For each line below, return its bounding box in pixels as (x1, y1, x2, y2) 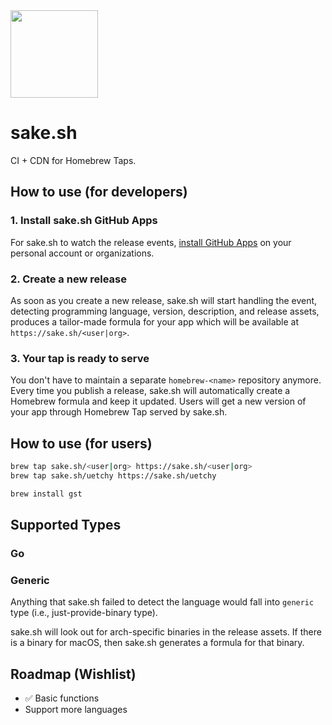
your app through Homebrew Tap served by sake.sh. (10, 406, 228, 418)
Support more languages (24, 704, 128, 716)
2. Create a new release (10, 272, 127, 286)
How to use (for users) (10, 435, 153, 452)
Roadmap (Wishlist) (10, 665, 137, 683)
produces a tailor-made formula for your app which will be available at (10, 315, 300, 328)
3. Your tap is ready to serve (10, 351, 150, 365)
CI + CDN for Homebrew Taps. (10, 154, 137, 166)
